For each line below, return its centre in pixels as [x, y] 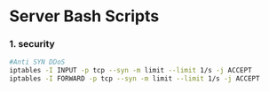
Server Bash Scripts [84, 16]
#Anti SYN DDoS [37, 62]
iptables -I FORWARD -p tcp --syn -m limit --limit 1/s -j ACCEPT [134, 79]
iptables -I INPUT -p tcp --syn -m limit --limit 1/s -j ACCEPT [131, 71]
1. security [32, 44]
